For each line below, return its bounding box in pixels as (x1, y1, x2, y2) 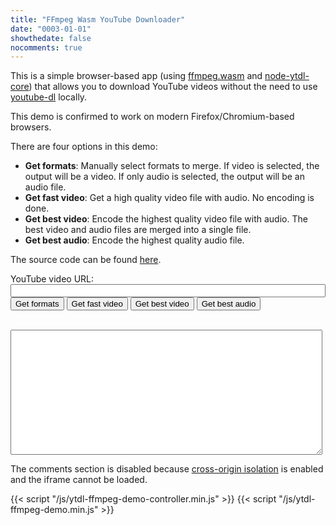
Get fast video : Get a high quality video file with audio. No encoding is (24, 192, 315, 204)
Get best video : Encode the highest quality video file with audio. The (24, 213, 308, 225)
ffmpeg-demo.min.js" (10, 504, 99, 516)
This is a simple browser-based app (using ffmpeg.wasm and (10, 70, 263, 82)
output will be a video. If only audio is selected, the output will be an (24, 171, 305, 183)
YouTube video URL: (10, 273, 95, 285)
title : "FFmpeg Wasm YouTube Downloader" (10, 14, 186, 25)
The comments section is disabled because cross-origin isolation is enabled (10, 463, 324, 475)
